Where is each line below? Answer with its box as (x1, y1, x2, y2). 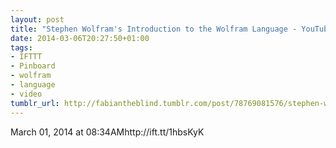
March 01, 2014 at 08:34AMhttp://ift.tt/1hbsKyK (10, 126, 205, 138)
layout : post (10, 14, 65, 25)
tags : (10, 42, 33, 53)
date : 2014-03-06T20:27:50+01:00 (10, 33, 150, 43)
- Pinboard (10, 61, 56, 71)
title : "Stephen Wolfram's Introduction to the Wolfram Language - (10, 24, 298, 34)
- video (10, 89, 43, 99)
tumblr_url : (10, 98, 60, 108)
